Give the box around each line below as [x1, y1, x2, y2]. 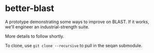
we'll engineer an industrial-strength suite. [5, 24, 90, 29]
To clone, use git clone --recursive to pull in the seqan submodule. [5, 42, 142, 48]
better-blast [5, 3, 54, 14]
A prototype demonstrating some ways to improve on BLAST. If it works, [5, 19, 149, 25]
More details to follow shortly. [5, 33, 64, 39]
